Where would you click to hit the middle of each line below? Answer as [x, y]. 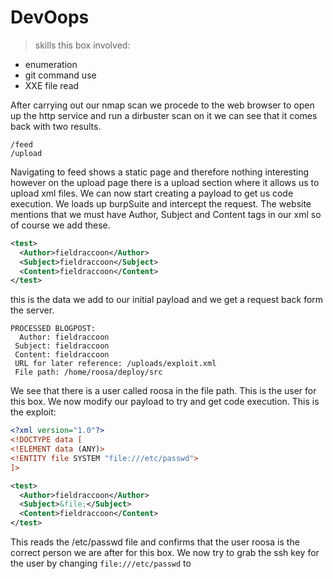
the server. [32, 310]
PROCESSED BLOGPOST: [53, 329]
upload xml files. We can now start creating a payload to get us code [152, 193]
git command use [60, 75]
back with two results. [56, 126]
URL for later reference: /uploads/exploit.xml [115, 364]
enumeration [51, 64]
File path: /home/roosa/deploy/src [88, 372]
